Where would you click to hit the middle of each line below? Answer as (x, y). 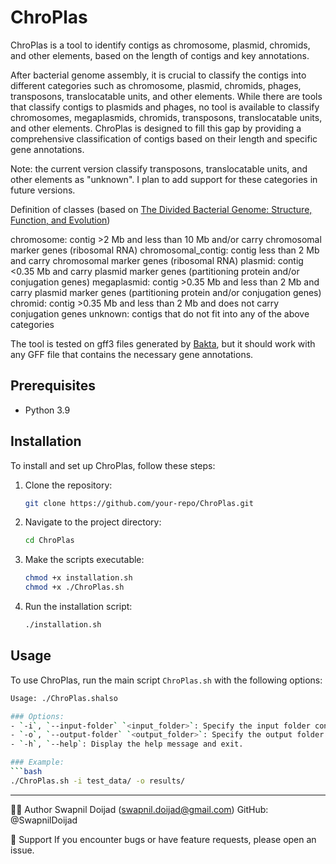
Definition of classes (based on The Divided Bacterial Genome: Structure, (161, 209)
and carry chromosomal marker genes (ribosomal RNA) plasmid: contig (157, 260)
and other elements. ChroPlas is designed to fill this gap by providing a (156, 128)
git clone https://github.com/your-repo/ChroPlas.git (139, 503)
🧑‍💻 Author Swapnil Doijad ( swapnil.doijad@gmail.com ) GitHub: (139, 809)
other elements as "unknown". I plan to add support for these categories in (164, 179)
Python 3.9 (47, 410)
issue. (22, 850)
